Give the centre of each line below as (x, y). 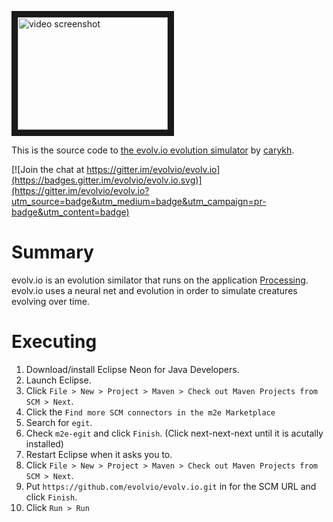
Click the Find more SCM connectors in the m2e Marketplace (150, 412)
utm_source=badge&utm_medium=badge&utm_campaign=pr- (139, 201)
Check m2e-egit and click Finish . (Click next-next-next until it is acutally (174, 433)
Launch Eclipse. (58, 380)
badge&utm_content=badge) (70, 212)
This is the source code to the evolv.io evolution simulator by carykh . (153, 150)
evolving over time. (50, 301)
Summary (52, 252)
